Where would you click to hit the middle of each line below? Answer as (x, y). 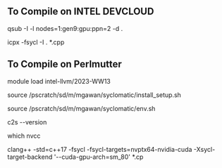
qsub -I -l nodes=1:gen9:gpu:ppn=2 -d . (65, 28)
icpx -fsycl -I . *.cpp (36, 42)
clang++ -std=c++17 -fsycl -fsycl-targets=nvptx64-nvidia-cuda (100, 149)
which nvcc (24, 136)
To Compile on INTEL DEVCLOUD (81, 12)
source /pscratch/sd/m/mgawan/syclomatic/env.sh (81, 108)
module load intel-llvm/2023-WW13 (59, 81)
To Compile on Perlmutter (64, 64)
